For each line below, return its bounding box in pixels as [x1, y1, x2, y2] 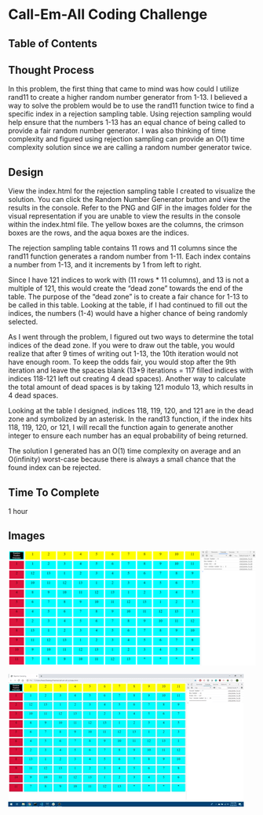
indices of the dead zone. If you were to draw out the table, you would [8, 340, 236, 351]
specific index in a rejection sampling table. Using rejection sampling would [8, 109, 252, 119]
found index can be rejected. [8, 463, 101, 472]
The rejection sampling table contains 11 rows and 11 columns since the [8, 244, 238, 253]
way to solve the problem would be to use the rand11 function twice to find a [8, 101, 255, 111]
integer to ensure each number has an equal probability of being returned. [8, 431, 249, 441]
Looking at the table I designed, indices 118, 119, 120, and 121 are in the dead [8, 406, 254, 416]
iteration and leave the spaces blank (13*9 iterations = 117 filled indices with [8, 365, 254, 375]
